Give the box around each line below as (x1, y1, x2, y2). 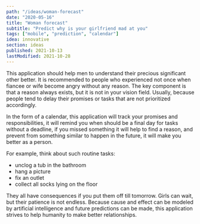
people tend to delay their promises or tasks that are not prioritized (6, 95, 171, 102)
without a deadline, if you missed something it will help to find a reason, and (6, 125, 193, 133)
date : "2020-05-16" (6, 14, 55, 20)
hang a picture (14, 168, 51, 175)
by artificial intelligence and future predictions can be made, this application (6, 204, 193, 212)
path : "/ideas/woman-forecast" (6, 8, 84, 15)
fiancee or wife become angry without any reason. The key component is (6, 82, 186, 90)
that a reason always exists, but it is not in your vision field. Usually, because (6, 88, 195, 96)
